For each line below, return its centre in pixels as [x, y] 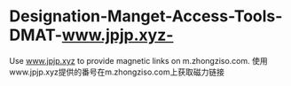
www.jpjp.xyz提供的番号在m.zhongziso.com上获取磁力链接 [117, 72]
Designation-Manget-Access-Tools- [146, 16]
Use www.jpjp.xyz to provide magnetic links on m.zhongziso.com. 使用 [138, 60]
